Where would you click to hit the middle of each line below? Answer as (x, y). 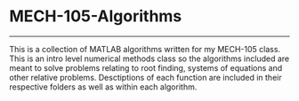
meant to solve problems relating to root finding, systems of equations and (146, 67)
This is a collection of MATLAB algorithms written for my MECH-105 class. (145, 49)
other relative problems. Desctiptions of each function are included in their (145, 77)
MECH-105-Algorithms (96, 16)
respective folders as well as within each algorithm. (103, 87)
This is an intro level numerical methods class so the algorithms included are (149, 58)
